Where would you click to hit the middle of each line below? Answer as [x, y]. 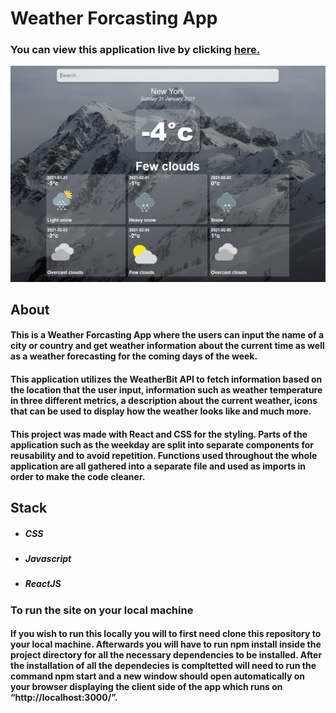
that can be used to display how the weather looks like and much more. [161, 411]
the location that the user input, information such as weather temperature [166, 390]
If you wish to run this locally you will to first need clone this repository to [166, 634]
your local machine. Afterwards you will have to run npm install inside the [166, 644]
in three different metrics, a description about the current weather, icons [164, 401]
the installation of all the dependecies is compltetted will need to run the [163, 666]
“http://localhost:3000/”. [64, 698]
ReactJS [43, 584]
